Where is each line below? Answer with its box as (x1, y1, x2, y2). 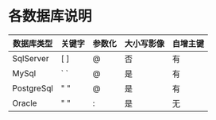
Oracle (12, 97, 37, 108)
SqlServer (12, 52, 49, 64)
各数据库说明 (8, 7, 93, 25)
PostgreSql (12, 83, 54, 94)
